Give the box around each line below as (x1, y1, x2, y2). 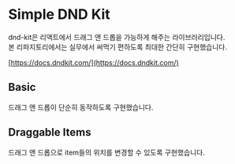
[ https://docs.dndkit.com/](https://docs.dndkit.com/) (8, 57, 179, 67)
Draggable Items (8, 126, 91, 139)
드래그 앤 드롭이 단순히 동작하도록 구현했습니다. (8, 102, 154, 111)
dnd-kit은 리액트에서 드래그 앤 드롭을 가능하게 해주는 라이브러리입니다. (8, 32, 226, 42)
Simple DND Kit (8, 5, 110, 24)
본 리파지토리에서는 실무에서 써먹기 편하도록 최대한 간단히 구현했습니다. (8, 42, 227, 52)
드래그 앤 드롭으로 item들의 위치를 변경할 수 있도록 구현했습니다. (8, 148, 205, 157)
